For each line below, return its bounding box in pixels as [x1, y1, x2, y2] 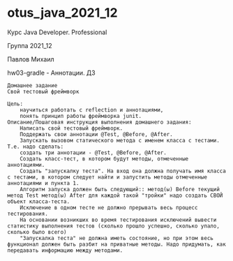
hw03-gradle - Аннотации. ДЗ [7, 68, 96, 77]
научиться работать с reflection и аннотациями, [20, 106, 164, 113]
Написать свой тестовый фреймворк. [20, 124, 123, 132]
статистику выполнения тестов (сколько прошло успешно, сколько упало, [7, 222, 220, 230]
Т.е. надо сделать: [7, 143, 64, 150]
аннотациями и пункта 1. [7, 179, 80, 186]
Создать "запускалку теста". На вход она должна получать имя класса [20, 167, 227, 174]
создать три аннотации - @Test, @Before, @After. [20, 149, 167, 156]
